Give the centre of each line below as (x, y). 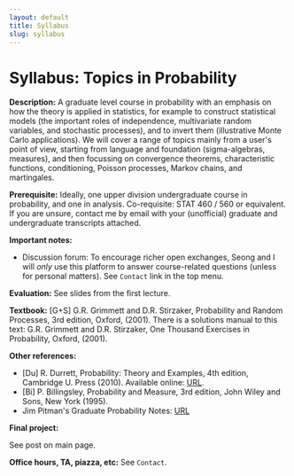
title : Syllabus (39, 26)
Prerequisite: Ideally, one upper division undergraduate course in (128, 195)
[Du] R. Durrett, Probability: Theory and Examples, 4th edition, (135, 373)
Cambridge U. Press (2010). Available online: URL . (113, 383)
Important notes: (41, 240)
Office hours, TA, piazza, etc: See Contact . (88, 463)
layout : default (39, 17)
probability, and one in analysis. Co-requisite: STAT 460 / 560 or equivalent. (147, 204)
